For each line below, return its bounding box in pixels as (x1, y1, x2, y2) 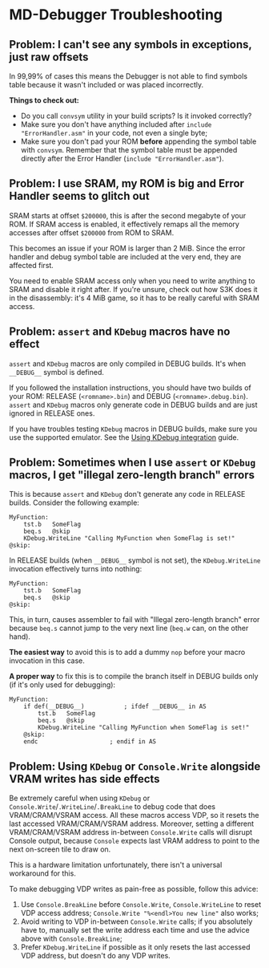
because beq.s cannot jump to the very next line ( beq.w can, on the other (9, 624, 249, 633)
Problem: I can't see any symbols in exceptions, (9, 38, 252, 51)
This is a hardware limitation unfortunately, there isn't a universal (9, 860, 223, 870)
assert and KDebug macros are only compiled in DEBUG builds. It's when (9, 359, 247, 368)
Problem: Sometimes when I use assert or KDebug (9, 456, 256, 470)
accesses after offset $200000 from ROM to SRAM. (9, 227, 175, 238)
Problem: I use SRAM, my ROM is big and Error (9, 177, 245, 190)
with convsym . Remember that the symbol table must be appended (20, 145, 238, 154)
